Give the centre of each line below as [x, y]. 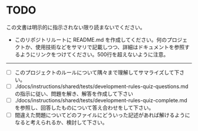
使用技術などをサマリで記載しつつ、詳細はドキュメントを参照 [110, 47]
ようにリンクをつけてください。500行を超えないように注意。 [94, 54]
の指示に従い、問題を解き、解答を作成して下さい [74, 94]
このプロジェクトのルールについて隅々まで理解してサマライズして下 [97, 72]
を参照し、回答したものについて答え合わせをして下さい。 [84, 108]
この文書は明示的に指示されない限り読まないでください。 [76, 27]
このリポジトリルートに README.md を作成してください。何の [90, 39]
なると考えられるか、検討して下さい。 [61, 122]
